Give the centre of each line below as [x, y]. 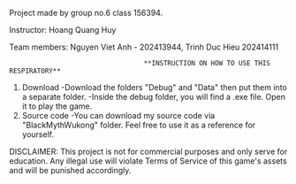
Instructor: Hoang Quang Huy [63, 30]
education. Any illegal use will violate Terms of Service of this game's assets [148, 161]
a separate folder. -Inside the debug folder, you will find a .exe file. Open [153, 97]
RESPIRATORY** [35, 71]
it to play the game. [57, 106]
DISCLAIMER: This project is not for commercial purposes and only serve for [148, 151]
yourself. [38, 134]
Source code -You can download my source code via [118, 115]
